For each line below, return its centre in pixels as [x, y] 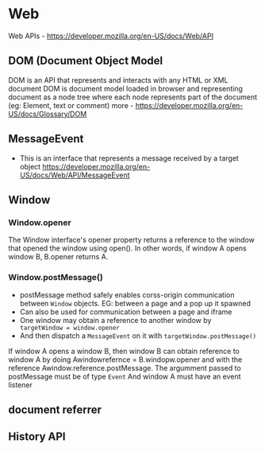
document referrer [55, 409]
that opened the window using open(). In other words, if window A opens [128, 248]
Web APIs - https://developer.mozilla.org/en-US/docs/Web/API [111, 36]
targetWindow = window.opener [70, 328]
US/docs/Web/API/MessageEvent [75, 175]
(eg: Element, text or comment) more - [71, 105]
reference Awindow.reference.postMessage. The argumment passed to [125, 367]
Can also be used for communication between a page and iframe [126, 312]
